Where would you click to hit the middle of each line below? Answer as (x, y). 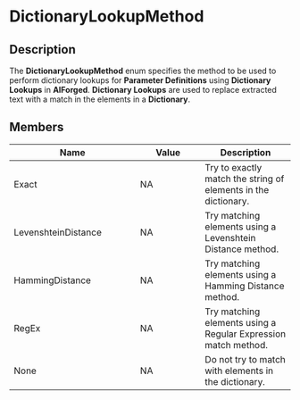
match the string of (245, 179)
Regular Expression (246, 334)
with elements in (239, 371)
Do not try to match (245, 359)
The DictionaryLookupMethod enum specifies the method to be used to (143, 71)
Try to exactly (233, 167)
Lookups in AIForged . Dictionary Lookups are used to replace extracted (143, 90)
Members (37, 127)
